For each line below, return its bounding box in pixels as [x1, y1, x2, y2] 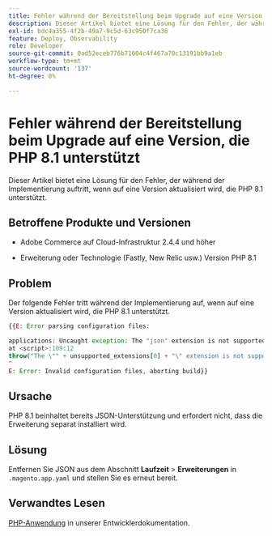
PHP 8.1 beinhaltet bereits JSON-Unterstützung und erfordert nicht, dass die [8, 411, 263, 421]
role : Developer [8, 42, 63, 50]
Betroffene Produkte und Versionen [8, 215, 192, 229]
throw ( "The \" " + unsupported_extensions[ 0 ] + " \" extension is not [8, 351, 244, 360]
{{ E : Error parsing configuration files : [8, 322, 151, 330]
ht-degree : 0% [8, 72, 57, 80]
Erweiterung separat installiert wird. [8, 419, 127, 429]
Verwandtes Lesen [8, 496, 105, 510]
